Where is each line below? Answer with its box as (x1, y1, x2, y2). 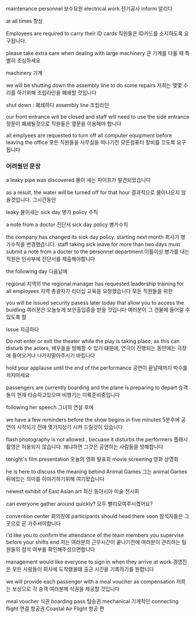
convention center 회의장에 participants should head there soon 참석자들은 (6, 513, 183, 520)
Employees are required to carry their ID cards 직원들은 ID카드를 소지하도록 (6, 30, 183, 37)
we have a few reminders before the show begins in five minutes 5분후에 (6, 416, 180, 423)
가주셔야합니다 (27, 520, 61, 527)
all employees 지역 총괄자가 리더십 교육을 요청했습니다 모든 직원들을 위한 (6, 288, 173, 295)
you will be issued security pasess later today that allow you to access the (6, 299, 184, 306)
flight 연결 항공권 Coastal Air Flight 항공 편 (6, 605, 104, 612)
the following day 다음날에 (6, 268, 68, 275)
